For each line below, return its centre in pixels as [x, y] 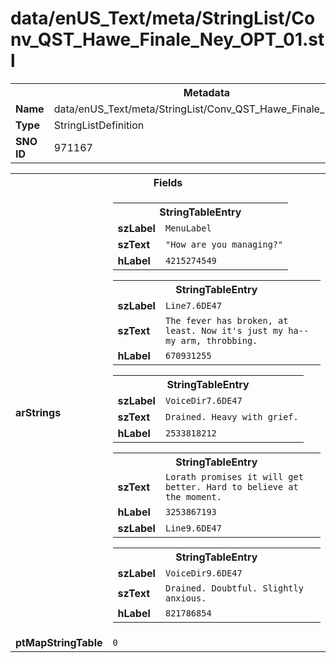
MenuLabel [188, 228]
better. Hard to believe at [231, 486]
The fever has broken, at [226, 320]
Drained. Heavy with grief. [231, 416]
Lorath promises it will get [234, 476]
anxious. [185, 598]
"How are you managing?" [224, 244]
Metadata [207, 92]
